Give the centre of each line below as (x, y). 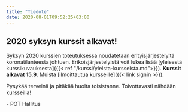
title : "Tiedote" (28, 12)
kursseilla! (19, 92)
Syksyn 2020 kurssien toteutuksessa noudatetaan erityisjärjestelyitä (90, 56)
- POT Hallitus (23, 104)
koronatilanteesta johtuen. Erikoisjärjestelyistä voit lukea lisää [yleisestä (94, 62)
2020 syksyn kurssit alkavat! (62, 41)
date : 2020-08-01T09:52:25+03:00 (48, 17)
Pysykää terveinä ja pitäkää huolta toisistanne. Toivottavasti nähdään (91, 86)
